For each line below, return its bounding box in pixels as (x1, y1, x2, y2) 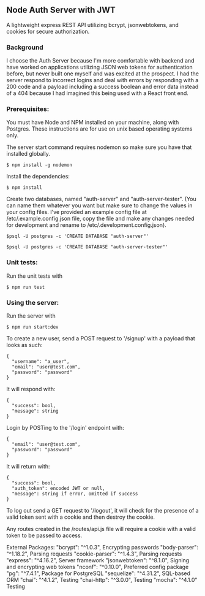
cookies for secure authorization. (6, 28, 90, 35)
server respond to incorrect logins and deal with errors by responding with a (6, 77, 199, 84)
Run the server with (6, 312, 56, 319)
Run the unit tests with (6, 272, 63, 280)
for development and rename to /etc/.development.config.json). (6, 221, 166, 229)
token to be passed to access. (6, 532, 83, 539)
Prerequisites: (6, 105, 50, 113)
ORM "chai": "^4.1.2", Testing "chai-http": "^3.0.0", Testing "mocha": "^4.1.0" (6, 576, 198, 583)
